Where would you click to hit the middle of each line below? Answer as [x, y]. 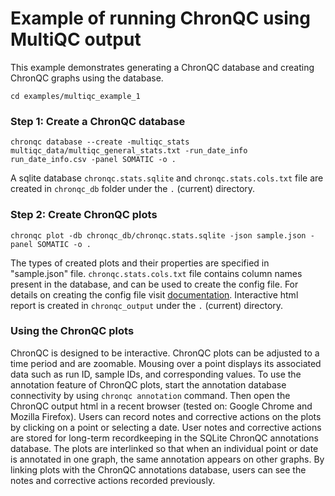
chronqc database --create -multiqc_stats [100, 142]
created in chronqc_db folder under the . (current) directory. [133, 189]
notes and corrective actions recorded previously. [113, 480]
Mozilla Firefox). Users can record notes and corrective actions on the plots [166, 416]
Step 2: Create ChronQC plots [84, 215]
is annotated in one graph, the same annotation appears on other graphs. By [167, 459]
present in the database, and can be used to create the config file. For [154, 284]
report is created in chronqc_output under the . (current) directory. [147, 305]
